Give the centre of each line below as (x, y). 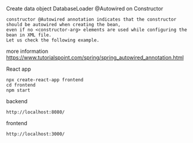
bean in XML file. (29, 35)
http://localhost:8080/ (36, 112)
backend (17, 101)
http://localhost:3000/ (36, 134)
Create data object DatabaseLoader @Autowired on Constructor (85, 9)
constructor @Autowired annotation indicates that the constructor (91, 20)
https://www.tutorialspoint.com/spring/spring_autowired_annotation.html (95, 58)
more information (27, 51)
